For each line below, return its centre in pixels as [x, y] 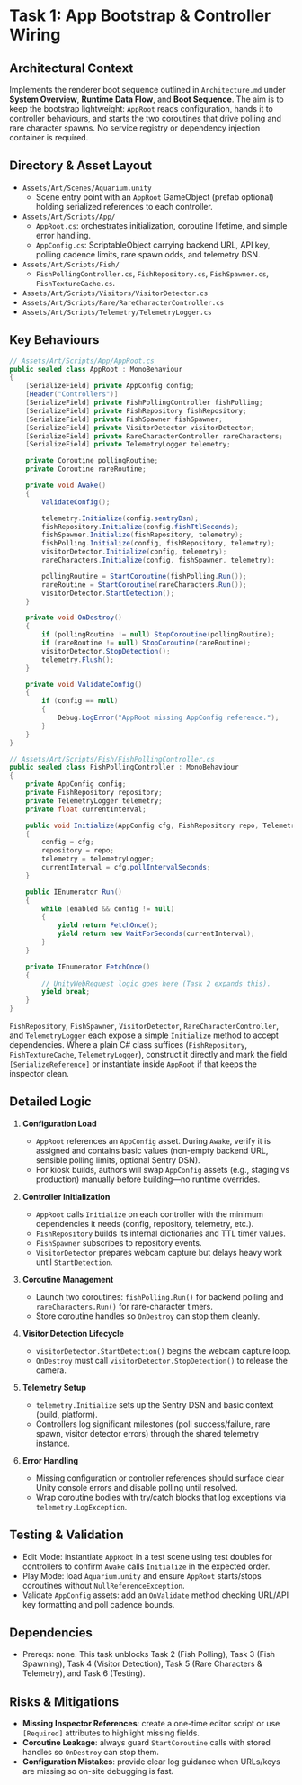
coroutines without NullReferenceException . [104, 1585]
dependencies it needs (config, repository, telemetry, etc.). [145, 1223]
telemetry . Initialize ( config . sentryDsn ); [120, 518]
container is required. [49, 137]
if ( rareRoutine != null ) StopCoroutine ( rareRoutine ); [147, 643]
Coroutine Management [68, 1279]
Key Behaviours [54, 340]
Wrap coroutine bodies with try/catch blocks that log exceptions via [160, 1497]
